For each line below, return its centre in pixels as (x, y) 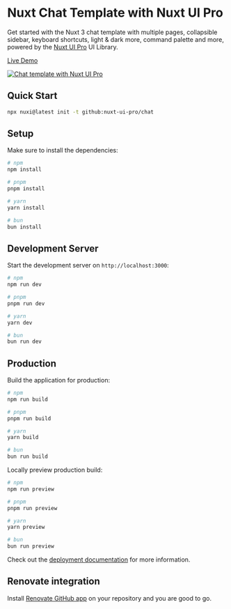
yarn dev (20, 323)
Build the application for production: (58, 380)
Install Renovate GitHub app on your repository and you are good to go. (110, 598)
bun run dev (24, 342)
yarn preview (26, 527)
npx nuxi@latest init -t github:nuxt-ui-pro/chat (81, 112)
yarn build (23, 438)
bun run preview (31, 546)
